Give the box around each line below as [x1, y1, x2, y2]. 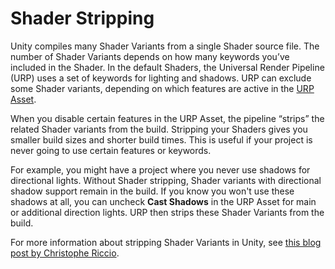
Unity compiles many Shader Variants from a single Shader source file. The [10, 40, 320, 52]
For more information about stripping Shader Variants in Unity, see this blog [10, 236, 322, 248]
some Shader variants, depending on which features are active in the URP [10, 82, 315, 94]
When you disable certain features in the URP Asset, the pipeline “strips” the [10, 112, 325, 124]
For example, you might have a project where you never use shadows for [10, 163, 311, 176]
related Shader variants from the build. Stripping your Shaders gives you [10, 123, 308, 135]
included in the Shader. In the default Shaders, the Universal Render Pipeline [10, 61, 325, 73]
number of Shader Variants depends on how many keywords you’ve [10, 50, 290, 62]
